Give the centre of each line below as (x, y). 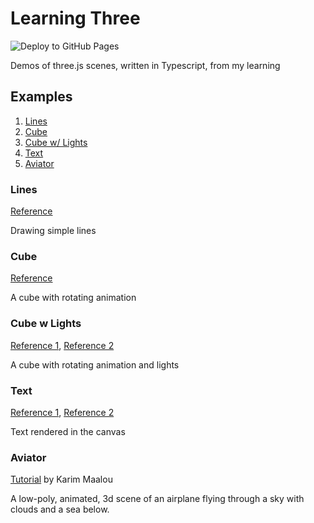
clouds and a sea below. (60, 509)
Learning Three (75, 18)
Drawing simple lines (53, 231)
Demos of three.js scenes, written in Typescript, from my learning (145, 65)
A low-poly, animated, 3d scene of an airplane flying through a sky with (157, 499)
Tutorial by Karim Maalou (61, 479)
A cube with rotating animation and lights (95, 364)
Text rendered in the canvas (68, 431)
